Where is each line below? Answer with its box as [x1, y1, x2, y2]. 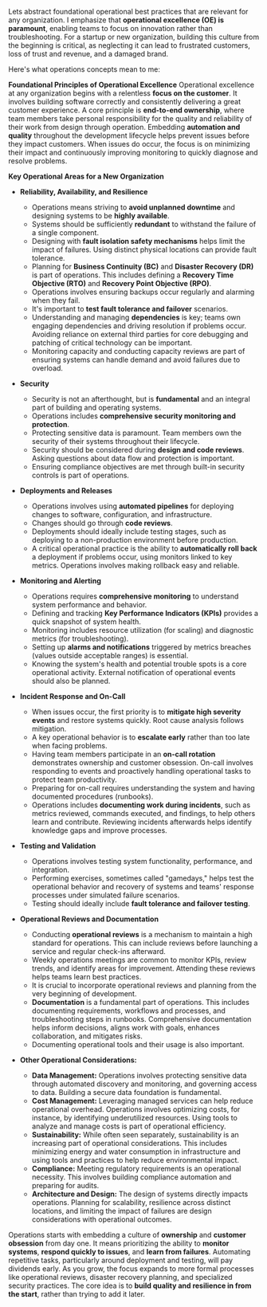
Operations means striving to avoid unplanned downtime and [31, 202, 235, 212]
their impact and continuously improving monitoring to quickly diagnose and [8, 147, 258, 157]
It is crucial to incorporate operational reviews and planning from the [31, 980, 257, 990]
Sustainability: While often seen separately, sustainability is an [31, 1130, 239, 1139]
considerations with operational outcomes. [31, 1215, 172, 1224]
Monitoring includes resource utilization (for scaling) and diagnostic [31, 626, 254, 634]
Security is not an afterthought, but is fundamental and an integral [31, 394, 251, 403]
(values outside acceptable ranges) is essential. [31, 651, 189, 660]
